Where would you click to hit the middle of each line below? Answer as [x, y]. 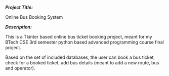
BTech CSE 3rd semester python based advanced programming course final [85, 42]
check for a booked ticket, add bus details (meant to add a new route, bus [82, 63]
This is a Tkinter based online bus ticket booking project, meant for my [79, 37]
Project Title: [19, 7]
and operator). [20, 68]
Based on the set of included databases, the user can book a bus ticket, [80, 57]
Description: [18, 27]
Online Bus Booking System [34, 17]
